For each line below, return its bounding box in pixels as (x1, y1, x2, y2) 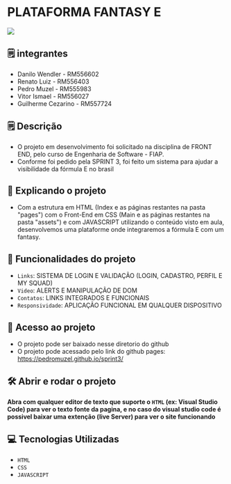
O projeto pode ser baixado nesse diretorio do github (17, 340, 169, 348)
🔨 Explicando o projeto (7, 185, 106, 196)
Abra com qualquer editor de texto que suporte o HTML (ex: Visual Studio (7, 398, 219, 406)
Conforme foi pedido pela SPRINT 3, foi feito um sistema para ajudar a (17, 157, 219, 166)
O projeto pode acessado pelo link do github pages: (17, 348, 166, 355)
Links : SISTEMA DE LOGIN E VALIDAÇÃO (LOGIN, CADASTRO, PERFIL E (17, 272, 223, 280)
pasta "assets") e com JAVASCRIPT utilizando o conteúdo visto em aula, (17, 218, 225, 226)
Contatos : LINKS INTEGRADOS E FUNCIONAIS (17, 294, 150, 302)
